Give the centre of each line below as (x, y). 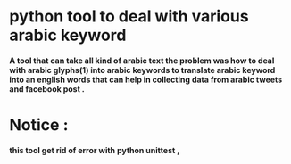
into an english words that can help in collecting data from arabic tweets (146, 79)
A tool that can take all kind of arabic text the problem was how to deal (142, 61)
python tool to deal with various (129, 16)
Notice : (39, 124)
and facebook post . (47, 89)
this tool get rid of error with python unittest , (95, 150)
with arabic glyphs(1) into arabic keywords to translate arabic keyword (142, 70)
